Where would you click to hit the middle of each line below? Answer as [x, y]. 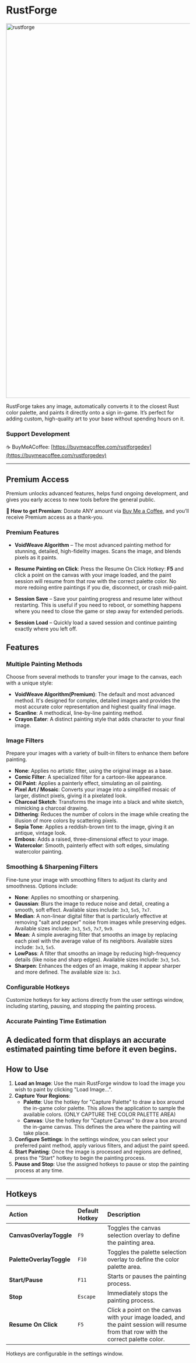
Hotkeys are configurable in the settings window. [65, 1354]
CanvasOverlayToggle [41, 1235]
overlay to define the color [143, 1259]
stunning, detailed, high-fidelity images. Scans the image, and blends [98, 552]
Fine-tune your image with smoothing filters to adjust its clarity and [87, 879]
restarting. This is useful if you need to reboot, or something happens [98, 605]
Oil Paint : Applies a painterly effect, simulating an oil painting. [88, 783]
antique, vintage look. [41, 833]
